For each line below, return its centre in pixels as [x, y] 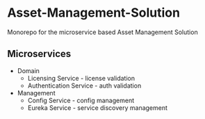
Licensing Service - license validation [81, 78]
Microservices [39, 54]
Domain [28, 70]
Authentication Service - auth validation [84, 86]
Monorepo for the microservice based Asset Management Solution [102, 32]
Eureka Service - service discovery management [98, 108]
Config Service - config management [81, 100]
